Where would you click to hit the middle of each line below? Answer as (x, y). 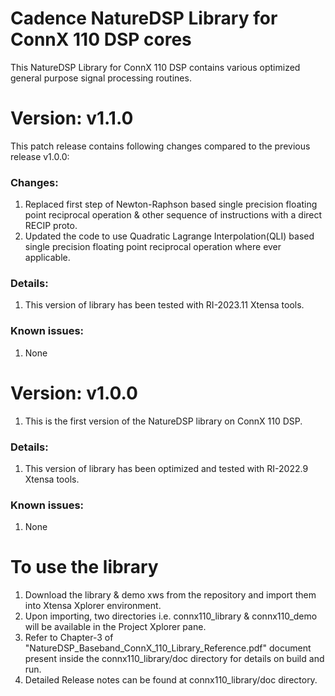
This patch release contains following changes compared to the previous (160, 146)
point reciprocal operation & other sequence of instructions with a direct (173, 215)
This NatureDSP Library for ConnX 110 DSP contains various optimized (155, 67)
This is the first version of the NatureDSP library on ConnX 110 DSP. (163, 421)
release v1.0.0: (40, 156)
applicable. (47, 258)
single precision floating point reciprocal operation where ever (153, 247)
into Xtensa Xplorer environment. (93, 606)
